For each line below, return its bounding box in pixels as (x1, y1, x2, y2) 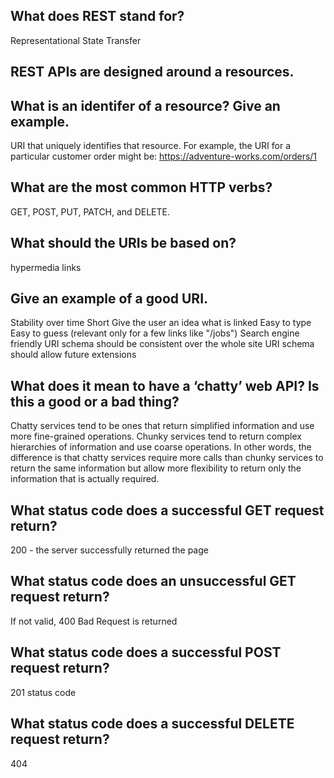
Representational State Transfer (10, 34, 142, 46)
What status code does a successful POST (10, 644, 282, 661)
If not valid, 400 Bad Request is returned (10, 615, 178, 627)
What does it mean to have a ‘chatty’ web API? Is (10, 377, 320, 394)
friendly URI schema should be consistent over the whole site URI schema (10, 338, 315, 350)
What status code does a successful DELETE (10, 715, 295, 733)
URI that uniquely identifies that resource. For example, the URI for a (10, 140, 292, 152)
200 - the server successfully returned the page (10, 544, 209, 556)
